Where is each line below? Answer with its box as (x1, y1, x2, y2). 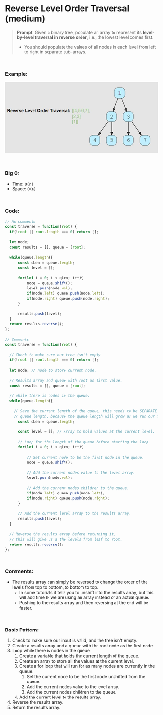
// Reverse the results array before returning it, (9, 531, 116, 537)
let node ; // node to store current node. (9, 368, 97, 373)
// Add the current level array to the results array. (17, 511, 131, 516)
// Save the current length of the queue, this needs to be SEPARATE (14, 409, 158, 413)
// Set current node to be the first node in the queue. (26, 455, 145, 460)
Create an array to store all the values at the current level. (19, 658, 134, 664)
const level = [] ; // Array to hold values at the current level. (17, 429, 155, 434)
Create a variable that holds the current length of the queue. (19, 653, 140, 659)
